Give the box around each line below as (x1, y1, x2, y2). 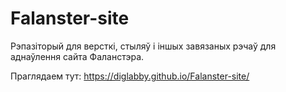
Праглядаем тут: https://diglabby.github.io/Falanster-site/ (10, 70, 250, 82)
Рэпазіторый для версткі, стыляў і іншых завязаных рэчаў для (10, 40, 277, 52)
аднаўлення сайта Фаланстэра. (10, 50, 145, 62)
